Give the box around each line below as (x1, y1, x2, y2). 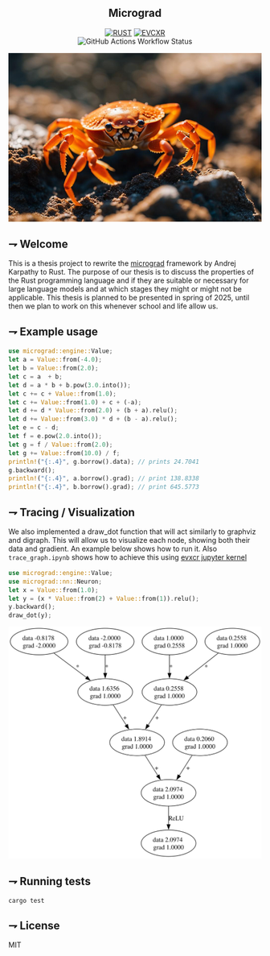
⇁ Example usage (8, 325, 99, 338)
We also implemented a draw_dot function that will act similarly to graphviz (8, 527, 256, 536)
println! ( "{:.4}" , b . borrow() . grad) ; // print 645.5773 (8, 483, 199, 491)
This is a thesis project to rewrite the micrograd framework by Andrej (8, 259, 236, 268)
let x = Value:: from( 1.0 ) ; (8, 586, 99, 594)
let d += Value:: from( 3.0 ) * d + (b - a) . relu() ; (8, 415, 178, 424)
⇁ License (8, 918, 60, 933)
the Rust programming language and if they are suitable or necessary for (8, 275, 249, 285)
